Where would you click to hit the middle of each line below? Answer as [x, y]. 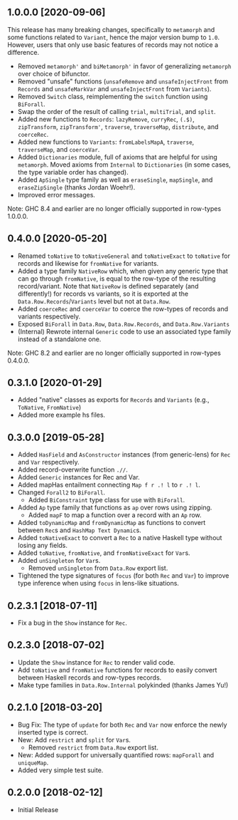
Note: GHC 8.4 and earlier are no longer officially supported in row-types [114, 208]
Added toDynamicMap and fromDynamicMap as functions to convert [112, 523]
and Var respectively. [48, 462]
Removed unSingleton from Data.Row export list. [98, 568]
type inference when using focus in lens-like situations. [98, 583]
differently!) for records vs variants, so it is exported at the [103, 294]
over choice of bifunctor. [54, 73]
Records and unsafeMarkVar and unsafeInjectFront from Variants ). [114, 88]
